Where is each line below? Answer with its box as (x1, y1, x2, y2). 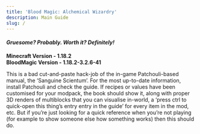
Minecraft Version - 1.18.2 (6, 52, 72, 59)
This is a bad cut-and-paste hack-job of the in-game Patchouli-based (6, 70, 179, 77)
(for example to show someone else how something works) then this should (6, 115, 195, 123)
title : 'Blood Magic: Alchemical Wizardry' (6, 8, 117, 15)
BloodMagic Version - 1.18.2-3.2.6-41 (6, 59, 101, 66)
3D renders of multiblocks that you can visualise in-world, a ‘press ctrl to (6, 96, 187, 103)
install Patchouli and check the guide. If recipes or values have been (6, 83, 176, 91)
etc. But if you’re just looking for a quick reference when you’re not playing (6, 109, 192, 116)
